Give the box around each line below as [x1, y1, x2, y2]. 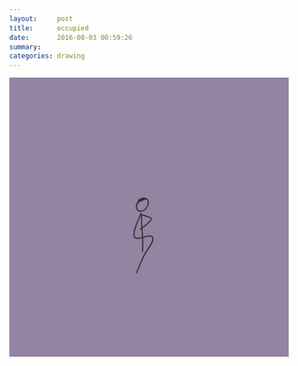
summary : [9, 43, 42, 51]
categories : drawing [9, 51, 86, 61]
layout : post [9, 14, 74, 23]
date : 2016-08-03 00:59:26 [9, 33, 133, 42]
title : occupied [9, 23, 90, 33]
